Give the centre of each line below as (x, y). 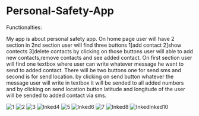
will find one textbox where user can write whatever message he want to (95, 64)
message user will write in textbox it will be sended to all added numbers (95, 83)
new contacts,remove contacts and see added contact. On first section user (99, 57)
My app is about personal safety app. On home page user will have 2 (90, 38)
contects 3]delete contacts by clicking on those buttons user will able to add (99, 51)
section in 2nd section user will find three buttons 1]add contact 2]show (94, 45)
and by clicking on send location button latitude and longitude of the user (96, 89)
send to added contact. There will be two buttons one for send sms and (94, 70)
